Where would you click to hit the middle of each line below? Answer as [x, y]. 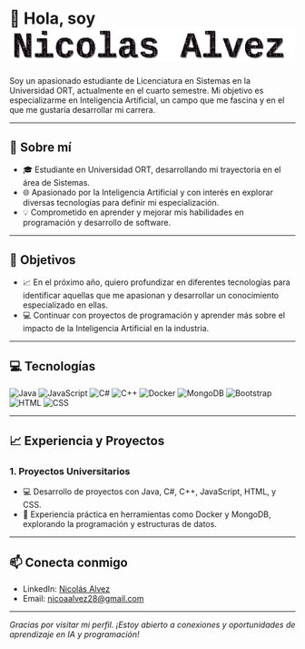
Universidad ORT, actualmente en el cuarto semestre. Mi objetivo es [137, 91]
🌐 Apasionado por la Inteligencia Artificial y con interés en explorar [148, 193]
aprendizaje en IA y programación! [74, 634]
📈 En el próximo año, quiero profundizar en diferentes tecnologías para [156, 282]
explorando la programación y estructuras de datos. [120, 524]
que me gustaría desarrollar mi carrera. [83, 110]
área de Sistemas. [56, 183]
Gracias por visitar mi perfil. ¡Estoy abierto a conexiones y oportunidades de [152, 625]
